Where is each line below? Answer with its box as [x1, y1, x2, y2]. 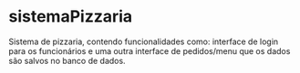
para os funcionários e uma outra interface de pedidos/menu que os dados [8, 45, 291, 56]
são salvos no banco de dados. [8, 55, 126, 66]
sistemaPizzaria [8, 6, 133, 27]
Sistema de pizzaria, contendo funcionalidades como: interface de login [8, 36, 279, 47]
